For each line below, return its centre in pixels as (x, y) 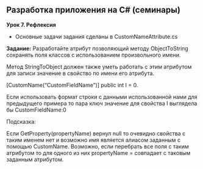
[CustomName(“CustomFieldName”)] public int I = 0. (72, 85)
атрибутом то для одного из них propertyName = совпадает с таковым (98, 153)
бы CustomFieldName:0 (37, 110)
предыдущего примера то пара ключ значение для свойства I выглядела (102, 103)
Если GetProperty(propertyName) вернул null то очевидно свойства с (96, 133)
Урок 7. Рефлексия (31, 24)
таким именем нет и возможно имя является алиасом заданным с (94, 140)
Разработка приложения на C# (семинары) (94, 10)
